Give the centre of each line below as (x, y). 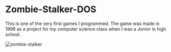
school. (13, 34)
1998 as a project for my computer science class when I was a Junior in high (86, 29)
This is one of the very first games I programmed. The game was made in (82, 23)
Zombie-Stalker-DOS (51, 9)
